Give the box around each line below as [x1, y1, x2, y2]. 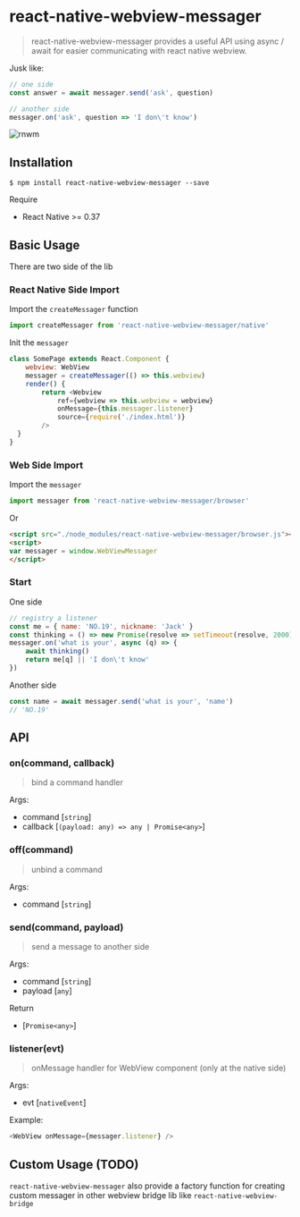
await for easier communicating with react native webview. [30, 45, 247, 55]
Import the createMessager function [9, 304, 138, 315]
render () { [25, 379, 66, 388]
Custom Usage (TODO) [9, 1156, 139, 1172]
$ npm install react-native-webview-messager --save [9, 179, 210, 188]
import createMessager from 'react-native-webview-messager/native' [9, 321, 270, 330]
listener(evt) [9, 1042, 64, 1054]
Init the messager [9, 337, 70, 348]
